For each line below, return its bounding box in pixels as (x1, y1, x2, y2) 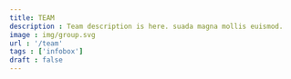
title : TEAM (9, 13, 55, 23)
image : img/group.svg (9, 30, 96, 39)
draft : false (9, 55, 64, 64)
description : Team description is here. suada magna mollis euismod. (9, 22, 284, 31)
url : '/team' (9, 38, 64, 48)
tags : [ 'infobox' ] (9, 47, 84, 56)
